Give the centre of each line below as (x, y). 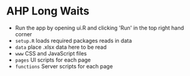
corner (23, 34)
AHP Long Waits (48, 11)
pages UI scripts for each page (53, 60)
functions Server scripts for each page (64, 66)
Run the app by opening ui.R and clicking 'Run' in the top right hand (99, 28)
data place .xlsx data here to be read (61, 47)
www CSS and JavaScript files (51, 53)
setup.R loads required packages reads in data (73, 40)
